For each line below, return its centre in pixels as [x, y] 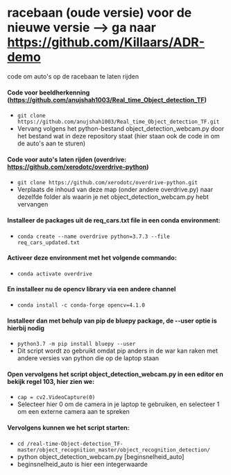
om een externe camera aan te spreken [74, 412]
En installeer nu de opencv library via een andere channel [92, 289]
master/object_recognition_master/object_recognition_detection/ [113, 450]
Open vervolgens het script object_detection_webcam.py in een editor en [115, 374]
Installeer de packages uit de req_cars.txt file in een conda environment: [114, 220]
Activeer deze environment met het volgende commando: [92, 258]
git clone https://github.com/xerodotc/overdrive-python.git [108, 183]
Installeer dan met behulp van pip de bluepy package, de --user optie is [112, 321]
